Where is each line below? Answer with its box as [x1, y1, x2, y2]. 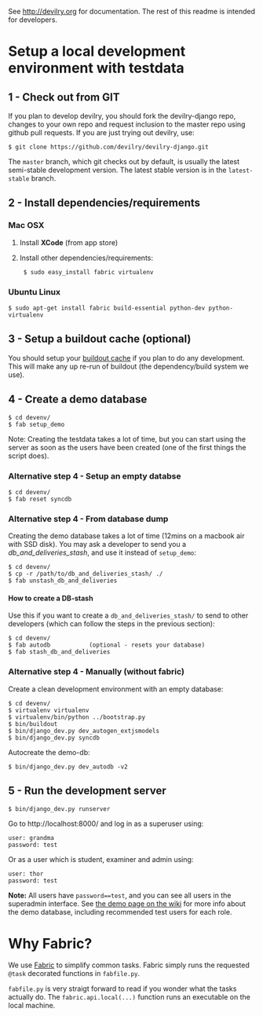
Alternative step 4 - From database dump [8, 513, 169, 524]
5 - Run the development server [8, 784, 166, 798]
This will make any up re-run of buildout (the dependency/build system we [8, 361, 249, 371]
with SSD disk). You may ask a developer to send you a [8, 540, 187, 549]
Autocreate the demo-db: [8, 747, 90, 757]
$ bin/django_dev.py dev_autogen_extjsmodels [8, 727, 159, 735]
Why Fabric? [8, 934, 93, 952]
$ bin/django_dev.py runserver [8, 805, 111, 812]
